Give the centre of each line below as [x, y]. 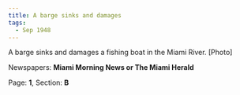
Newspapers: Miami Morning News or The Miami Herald [101, 68]
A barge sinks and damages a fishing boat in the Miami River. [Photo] [120, 53]
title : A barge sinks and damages [65, 15]
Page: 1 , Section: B [39, 82]
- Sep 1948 [33, 30]
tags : [17, 23]
